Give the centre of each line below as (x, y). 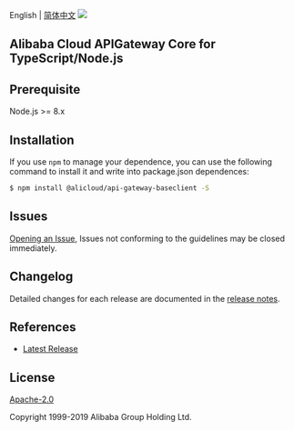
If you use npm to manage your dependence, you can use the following (141, 162)
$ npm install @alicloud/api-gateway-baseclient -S (109, 188)
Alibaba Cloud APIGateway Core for (113, 44)
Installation (42, 140)
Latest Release (51, 349)
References (43, 327)
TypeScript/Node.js (66, 59)
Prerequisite (45, 90)
